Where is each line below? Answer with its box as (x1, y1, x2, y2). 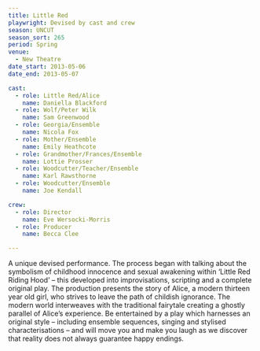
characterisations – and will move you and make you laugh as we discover (8, 326, 248, 335)
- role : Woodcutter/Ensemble (15, 179, 111, 187)
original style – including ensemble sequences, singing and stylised (8, 317, 226, 327)
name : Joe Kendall (22, 187, 82, 194)
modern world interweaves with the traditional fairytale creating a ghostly (8, 301, 246, 310)
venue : (8, 48, 30, 56)
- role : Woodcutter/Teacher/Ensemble (15, 164, 139, 173)
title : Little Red (8, 11, 68, 20)
